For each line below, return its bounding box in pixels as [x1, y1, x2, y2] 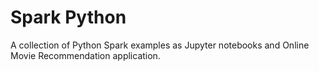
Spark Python [10, 6, 127, 29]
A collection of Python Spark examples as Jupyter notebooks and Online [10, 39, 310, 51]
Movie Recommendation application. [10, 49, 161, 61]
